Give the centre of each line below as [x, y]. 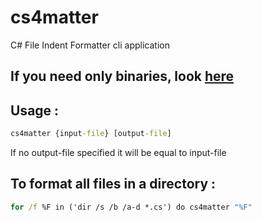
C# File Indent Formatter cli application [90, 45]
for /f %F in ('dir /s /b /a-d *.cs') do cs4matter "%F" [131, 207]
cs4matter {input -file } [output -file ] [91, 134]
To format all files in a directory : [113, 184]
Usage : [35, 110]
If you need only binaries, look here [122, 76]
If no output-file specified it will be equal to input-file [118, 153]
